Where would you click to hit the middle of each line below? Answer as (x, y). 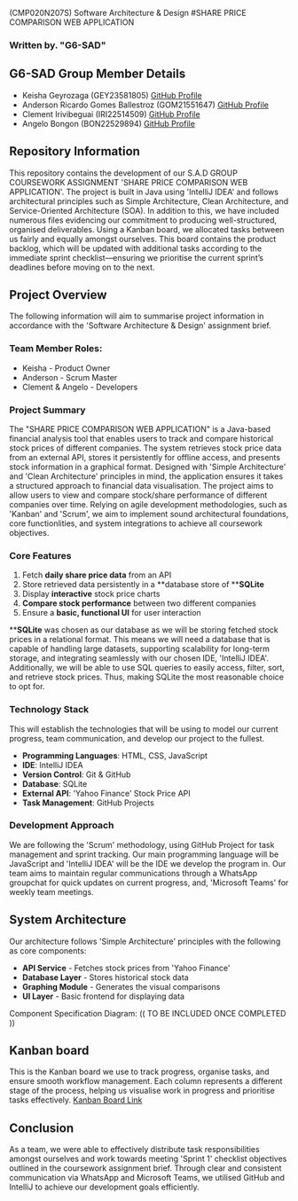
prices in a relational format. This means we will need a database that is (140, 640)
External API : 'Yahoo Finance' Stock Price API (106, 793)
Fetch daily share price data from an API (97, 575)
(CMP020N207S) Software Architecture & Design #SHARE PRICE (128, 13)
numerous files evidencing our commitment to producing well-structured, (143, 220)
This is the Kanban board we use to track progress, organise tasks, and (139, 1071)
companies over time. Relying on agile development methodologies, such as (149, 504)
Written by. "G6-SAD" (58, 45)
